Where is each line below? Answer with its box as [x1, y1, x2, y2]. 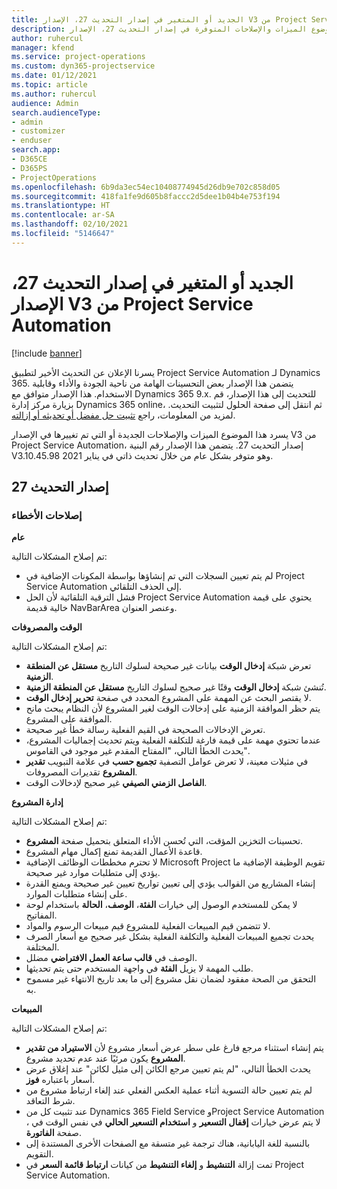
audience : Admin [11, 98, 79, 108]
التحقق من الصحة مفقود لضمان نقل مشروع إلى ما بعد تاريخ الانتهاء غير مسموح [25, 973, 317, 985]
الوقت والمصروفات [11, 621, 83, 633]
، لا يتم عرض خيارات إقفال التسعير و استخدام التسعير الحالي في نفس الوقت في [25, 1116, 321, 1128]
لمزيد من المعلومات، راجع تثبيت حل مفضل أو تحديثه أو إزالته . [11, 409, 236, 421]
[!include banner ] [11, 347, 83, 359]
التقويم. [25, 1148, 54, 1160]
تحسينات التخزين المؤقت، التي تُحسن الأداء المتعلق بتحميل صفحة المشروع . [25, 835, 304, 847]
